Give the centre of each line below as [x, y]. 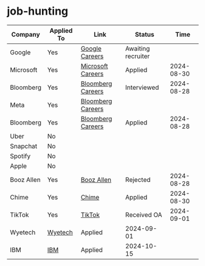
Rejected [138, 179]
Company [26, 34]
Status [144, 34]
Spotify [20, 156]
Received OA [144, 215]
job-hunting [38, 11]
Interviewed [142, 87]
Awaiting [137, 48]
